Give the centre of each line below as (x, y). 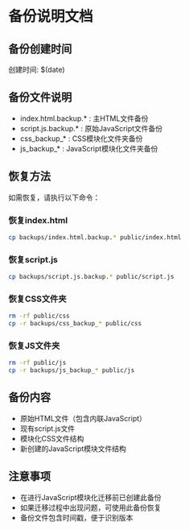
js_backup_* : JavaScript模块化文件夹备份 (89, 148)
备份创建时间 (40, 49)
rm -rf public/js (37, 363)
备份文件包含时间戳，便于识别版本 (76, 517)
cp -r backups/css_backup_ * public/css (75, 324)
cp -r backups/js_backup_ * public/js (72, 371)
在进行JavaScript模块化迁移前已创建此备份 (91, 497)
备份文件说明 (40, 97)
